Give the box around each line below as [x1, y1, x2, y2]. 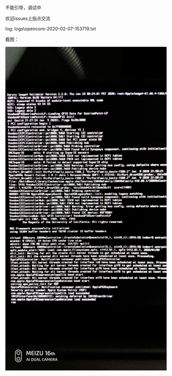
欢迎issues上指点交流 [5, 15, 50, 22]
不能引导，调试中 [5, 5, 41, 10]
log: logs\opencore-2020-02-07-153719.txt [5, 26, 96, 32]
